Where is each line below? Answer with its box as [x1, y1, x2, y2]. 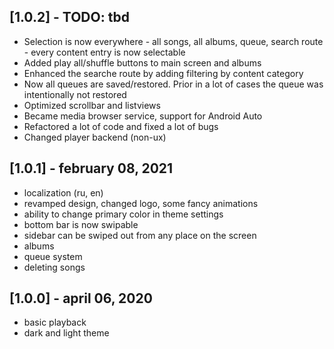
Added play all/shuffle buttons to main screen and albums [23, 56, 262, 69]
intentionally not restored [23, 88, 127, 100]
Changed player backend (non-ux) [23, 131, 167, 143]
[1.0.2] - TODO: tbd [9, 9, 130, 26]
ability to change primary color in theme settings [23, 208, 224, 220]
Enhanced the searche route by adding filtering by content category [23, 67, 304, 79]
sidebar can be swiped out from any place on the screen [23, 229, 257, 241]
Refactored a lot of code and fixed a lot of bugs [23, 120, 219, 132]
